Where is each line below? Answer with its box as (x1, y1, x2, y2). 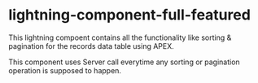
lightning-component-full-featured (8, 6, 251, 24)
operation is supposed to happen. (8, 65, 122, 75)
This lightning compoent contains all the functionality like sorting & (8, 33, 232, 42)
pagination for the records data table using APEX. (8, 41, 175, 50)
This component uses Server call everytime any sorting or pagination (8, 57, 240, 67)
